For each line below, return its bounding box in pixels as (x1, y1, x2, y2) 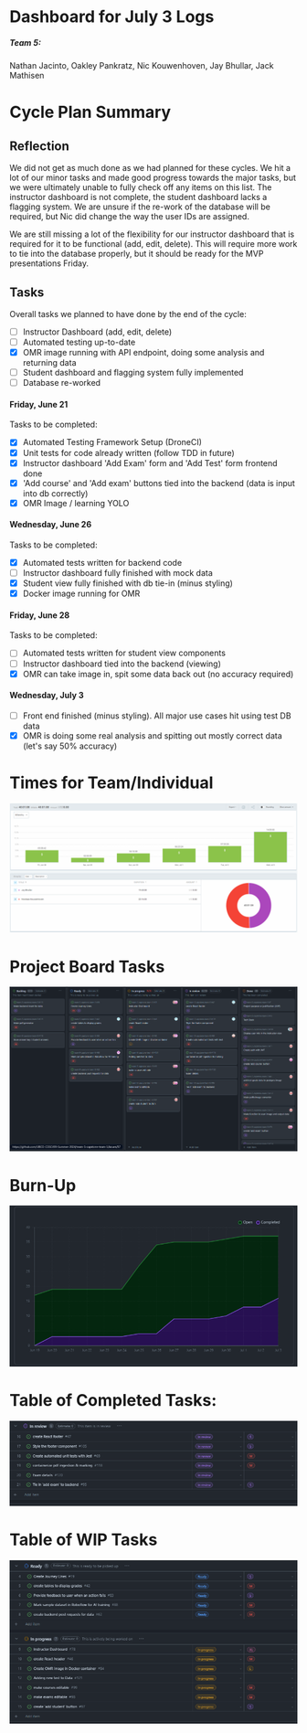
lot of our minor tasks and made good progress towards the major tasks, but (9, 172, 297, 184)
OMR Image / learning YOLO (22, 497, 130, 508)
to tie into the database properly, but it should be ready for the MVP (9, 249, 264, 260)
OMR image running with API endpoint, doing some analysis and (22, 347, 265, 358)
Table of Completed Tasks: (9, 1390, 217, 1411)
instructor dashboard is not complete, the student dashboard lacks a (9, 192, 268, 203)
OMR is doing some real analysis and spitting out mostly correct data (22, 729, 283, 741)
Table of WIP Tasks (9, 1529, 158, 1550)
